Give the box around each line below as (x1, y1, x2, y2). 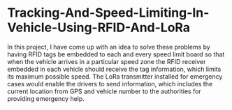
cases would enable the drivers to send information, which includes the (7, 79, 213, 88)
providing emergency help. (7, 94, 85, 102)
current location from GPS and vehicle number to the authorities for (7, 87, 201, 95)
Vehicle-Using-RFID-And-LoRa (7, 19, 191, 36)
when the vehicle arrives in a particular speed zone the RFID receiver (7, 57, 206, 65)
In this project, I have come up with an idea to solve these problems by (7, 42, 211, 51)
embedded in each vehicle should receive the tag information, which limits (7, 65, 222, 73)
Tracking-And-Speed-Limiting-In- (7, 5, 210, 21)
